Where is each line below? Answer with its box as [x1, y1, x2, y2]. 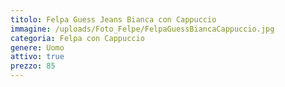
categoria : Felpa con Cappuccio [10, 33, 145, 43]
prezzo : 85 [10, 61, 56, 71]
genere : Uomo [10, 42, 65, 53]
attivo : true [10, 52, 65, 62]
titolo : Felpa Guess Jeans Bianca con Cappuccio [10, 14, 217, 25]
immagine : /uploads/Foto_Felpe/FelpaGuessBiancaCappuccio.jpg [10, 24, 275, 34]
